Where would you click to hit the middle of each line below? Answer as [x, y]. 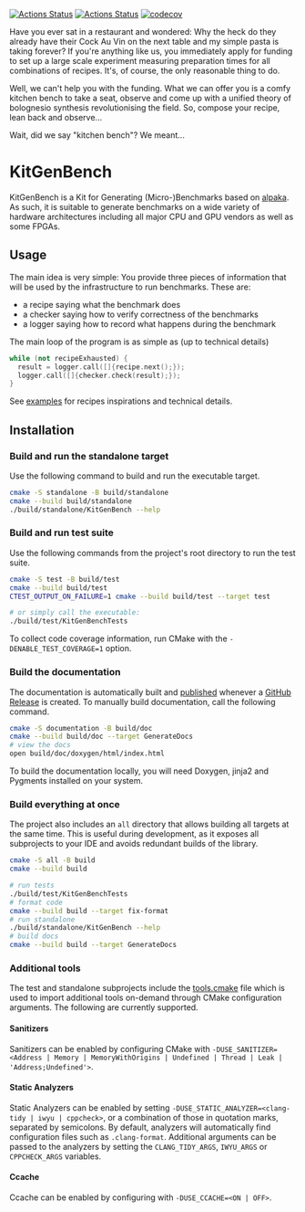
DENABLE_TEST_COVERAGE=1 [56, 649]
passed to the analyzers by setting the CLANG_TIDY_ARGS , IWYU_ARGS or [138, 1146]
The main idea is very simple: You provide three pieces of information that [148, 277]
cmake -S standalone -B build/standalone [89, 492]
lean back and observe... [56, 117]
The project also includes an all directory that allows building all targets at [149, 824]
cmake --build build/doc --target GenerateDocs [102, 737]
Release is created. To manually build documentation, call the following [142, 701]
